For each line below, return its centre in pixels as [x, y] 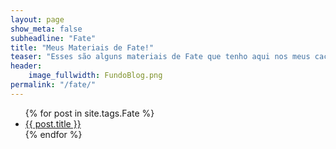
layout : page [37, 19]
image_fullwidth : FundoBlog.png [95, 76]
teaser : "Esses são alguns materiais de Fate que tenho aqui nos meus [160, 57]
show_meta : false [46, 29]
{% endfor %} [53, 134]
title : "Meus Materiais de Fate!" [82, 47]
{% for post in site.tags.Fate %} [89, 113]
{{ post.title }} [53, 123]
